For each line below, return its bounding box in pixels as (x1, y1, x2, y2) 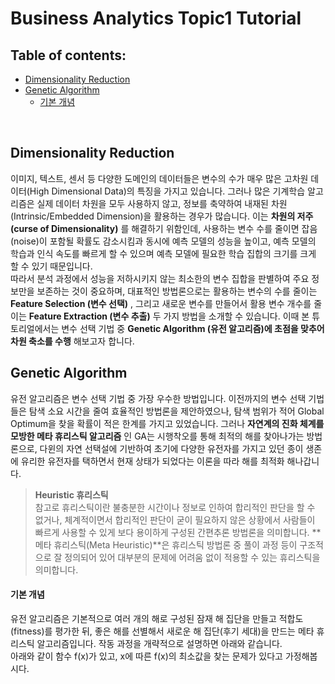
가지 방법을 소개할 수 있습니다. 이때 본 (163, 310, 310, 322)
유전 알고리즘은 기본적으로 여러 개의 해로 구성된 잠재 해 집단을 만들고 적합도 (10, 612, 304, 624)
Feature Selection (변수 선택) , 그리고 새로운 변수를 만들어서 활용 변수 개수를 (10, 297, 312, 309)
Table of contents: (10, 47, 127, 64)
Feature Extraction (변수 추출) (28, 310, 151, 322)
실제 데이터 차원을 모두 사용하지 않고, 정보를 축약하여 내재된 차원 (36, 197, 288, 209)
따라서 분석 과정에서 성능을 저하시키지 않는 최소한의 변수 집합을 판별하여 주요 (10, 272, 310, 284)
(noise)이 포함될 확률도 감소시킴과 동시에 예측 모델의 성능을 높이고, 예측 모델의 (10, 235, 317, 247)
